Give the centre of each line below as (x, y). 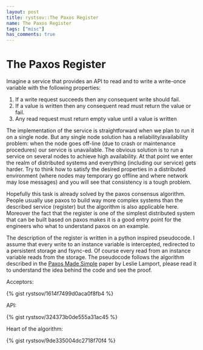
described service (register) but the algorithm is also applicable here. (92, 207)
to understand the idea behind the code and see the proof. (79, 270)
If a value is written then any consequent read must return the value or (103, 106)
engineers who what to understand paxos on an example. (78, 226)
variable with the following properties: (54, 88)
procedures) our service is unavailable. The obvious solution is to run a (95, 150)
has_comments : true (31, 35)
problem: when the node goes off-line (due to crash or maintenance (91, 144)
